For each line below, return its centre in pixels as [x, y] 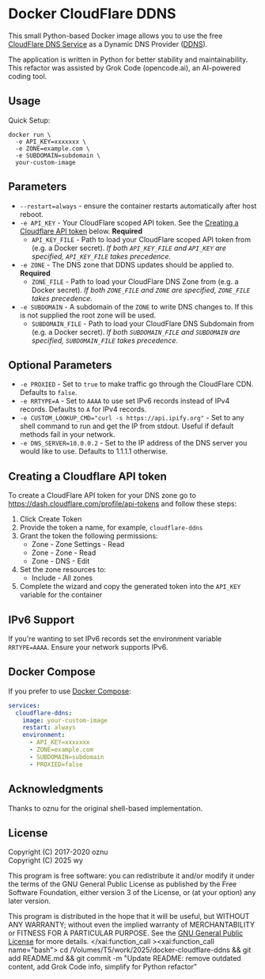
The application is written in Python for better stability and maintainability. [128, 59]
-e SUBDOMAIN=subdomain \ [58, 155]
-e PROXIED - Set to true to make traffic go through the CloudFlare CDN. [136, 384]
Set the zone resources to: [63, 570]
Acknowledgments [56, 789]
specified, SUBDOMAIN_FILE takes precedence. [104, 340]
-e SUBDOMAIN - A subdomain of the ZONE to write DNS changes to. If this [136, 306]
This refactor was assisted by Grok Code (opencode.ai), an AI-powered [125, 67]
